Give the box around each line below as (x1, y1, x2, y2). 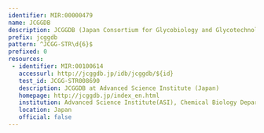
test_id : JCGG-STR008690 (18, 77, 101, 84)
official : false (18, 113, 72, 121)
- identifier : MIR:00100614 (11, 63, 104, 70)
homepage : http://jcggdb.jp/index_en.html (18, 92, 159, 99)
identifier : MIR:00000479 (8, 11, 93, 20)
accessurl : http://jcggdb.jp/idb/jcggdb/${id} (18, 70, 174, 77)
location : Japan (18, 106, 72, 114)
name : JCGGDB (8, 19, 51, 27)
